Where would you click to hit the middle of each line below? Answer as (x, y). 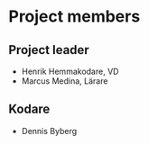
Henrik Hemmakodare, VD (70, 71)
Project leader (49, 50)
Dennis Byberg (49, 131)
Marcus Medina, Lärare (65, 81)
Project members (74, 17)
